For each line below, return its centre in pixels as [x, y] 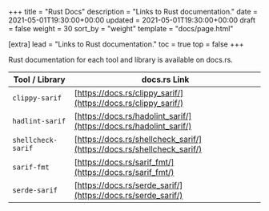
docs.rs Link [165, 79]
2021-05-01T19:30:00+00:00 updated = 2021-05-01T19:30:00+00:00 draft [132, 20]
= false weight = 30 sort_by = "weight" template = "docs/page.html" [121, 28]
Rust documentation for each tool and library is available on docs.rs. [121, 60]
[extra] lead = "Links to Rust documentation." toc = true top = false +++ [126, 44]
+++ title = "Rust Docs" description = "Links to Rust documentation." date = [133, 12]
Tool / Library [39, 79]
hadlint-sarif [39, 121]
